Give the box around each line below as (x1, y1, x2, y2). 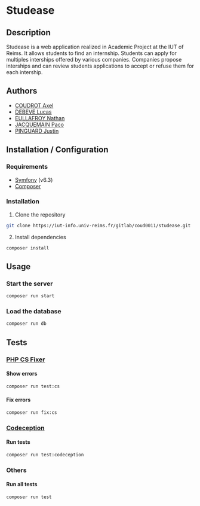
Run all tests (6, 481, 38, 488)
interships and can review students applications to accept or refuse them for (6, 62, 194, 69)
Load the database (6, 307, 61, 316)
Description (6, 28, 51, 38)
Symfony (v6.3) (14, 176, 53, 183)
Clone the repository (14, 211, 66, 218)
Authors (6, 86, 38, 96)
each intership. (6, 69, 43, 75)
